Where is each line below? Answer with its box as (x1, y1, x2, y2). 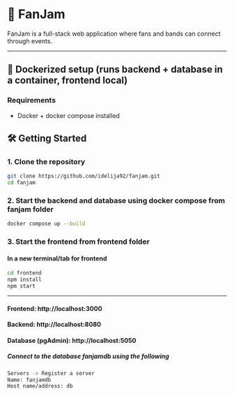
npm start (7, 283, 36, 290)
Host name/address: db (7, 383, 73, 390)
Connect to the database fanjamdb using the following (7, 352, 169, 360)
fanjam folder (7, 204, 54, 214)
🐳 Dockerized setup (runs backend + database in (7, 64, 223, 75)
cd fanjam (7, 179, 36, 186)
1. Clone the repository (7, 156, 86, 166)
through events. (7, 36, 53, 45)
